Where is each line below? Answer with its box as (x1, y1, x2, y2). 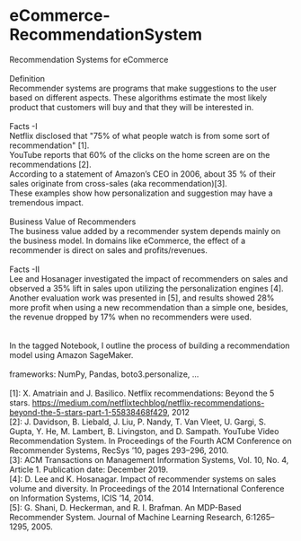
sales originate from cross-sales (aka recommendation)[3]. (9, 178, 227, 188)
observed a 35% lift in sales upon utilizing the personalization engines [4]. (9, 283, 285, 293)
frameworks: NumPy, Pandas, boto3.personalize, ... (9, 369, 199, 380)
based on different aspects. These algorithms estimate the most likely (9, 92, 268, 103)
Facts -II (9, 264, 40, 275)
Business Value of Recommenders (9, 216, 137, 227)
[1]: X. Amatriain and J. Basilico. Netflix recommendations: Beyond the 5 (9, 388, 275, 398)
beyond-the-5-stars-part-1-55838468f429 (9, 406, 168, 417)
